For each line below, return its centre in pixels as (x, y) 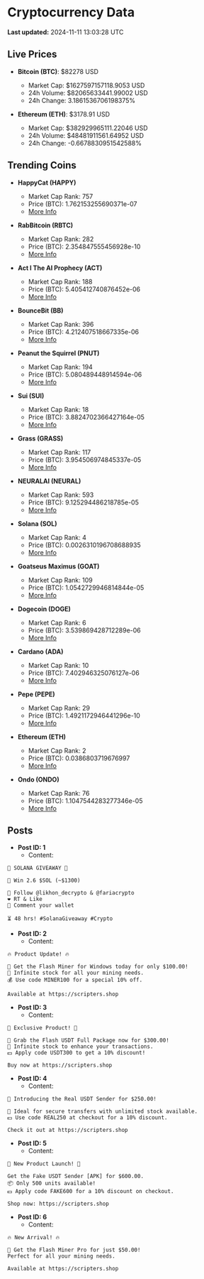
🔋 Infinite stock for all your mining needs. (75, 973)
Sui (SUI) (31, 396)
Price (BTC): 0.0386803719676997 (79, 758)
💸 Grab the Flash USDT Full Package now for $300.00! (89, 1041)
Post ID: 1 (32, 848)
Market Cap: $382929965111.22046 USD (88, 128)
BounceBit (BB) (40, 311)
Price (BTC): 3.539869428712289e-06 (85, 630)
